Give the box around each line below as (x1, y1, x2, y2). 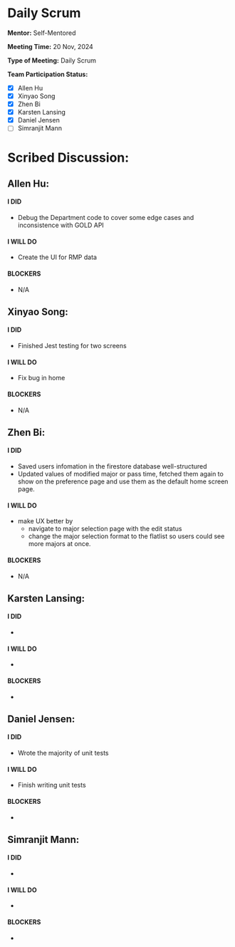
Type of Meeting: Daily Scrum (7, 56, 97, 65)
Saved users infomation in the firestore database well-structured (17, 462, 208, 471)
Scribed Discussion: (7, 150, 130, 165)
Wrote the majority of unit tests (17, 749, 109, 758)
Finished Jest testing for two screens (17, 342, 127, 350)
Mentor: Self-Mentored (7, 28, 76, 37)
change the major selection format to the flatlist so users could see (28, 532, 225, 540)
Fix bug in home (17, 374, 66, 382)
